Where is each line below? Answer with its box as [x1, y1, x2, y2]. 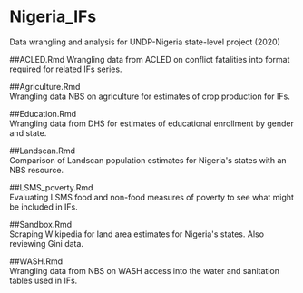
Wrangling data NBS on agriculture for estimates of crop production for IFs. [9, 91, 290, 102]
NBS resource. [9, 164, 64, 175]
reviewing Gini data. [9, 238, 84, 249]
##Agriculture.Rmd [9, 81, 81, 92]
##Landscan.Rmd [9, 145, 75, 156]
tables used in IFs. [9, 275, 78, 286]
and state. [9, 127, 47, 138]
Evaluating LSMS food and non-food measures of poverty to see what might [9, 191, 295, 202]
